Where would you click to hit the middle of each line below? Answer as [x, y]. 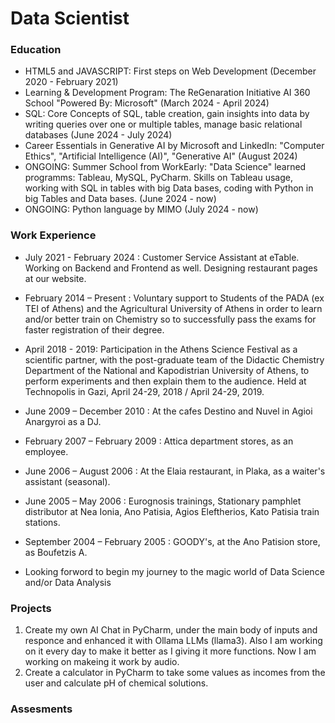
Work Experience [53, 235]
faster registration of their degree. [94, 329]
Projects [31, 608]
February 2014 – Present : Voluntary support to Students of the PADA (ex [174, 298]
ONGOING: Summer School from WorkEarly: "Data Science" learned [165, 167]
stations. [42, 522]
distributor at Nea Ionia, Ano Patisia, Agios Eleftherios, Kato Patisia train [172, 511]
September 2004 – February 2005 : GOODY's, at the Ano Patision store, [172, 541]
